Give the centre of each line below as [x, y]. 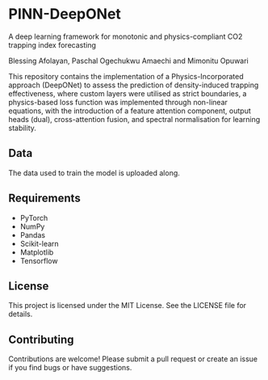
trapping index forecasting [52, 44]
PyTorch [34, 217]
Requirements [44, 198]
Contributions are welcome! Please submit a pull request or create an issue [133, 359]
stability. [22, 128]
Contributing [41, 339]
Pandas [33, 234]
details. [21, 314]
